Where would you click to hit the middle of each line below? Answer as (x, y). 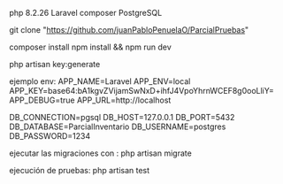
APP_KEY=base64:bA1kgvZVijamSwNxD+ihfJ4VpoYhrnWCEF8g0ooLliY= (141, 91)
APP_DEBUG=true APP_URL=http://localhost (90, 100)
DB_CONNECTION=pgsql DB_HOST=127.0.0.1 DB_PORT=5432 (122, 117)
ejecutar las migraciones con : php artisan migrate (100, 153)
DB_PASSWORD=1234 (50, 136)
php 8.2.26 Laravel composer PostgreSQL (86, 13)
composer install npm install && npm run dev (91, 47)
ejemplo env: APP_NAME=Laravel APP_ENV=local (100, 81)
